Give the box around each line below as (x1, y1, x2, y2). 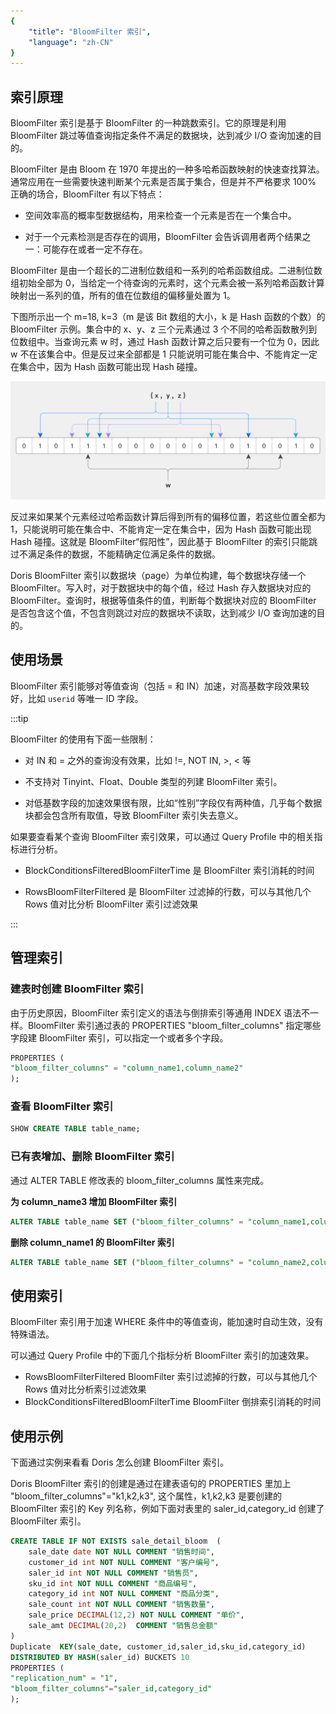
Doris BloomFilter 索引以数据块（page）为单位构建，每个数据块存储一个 (10, 570, 307, 582)
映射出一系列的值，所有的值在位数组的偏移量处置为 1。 (10, 290, 236, 302)
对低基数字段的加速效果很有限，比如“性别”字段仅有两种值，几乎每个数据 (24, 796, 323, 809)
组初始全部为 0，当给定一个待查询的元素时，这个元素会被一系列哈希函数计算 (10, 277, 325, 289)
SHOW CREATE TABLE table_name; (10, 1124, 141, 1134)
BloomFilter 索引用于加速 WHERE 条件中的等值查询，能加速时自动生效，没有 (10, 1316, 324, 1328)
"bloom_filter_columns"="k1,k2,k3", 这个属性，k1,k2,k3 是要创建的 (10, 1490, 282, 1502)
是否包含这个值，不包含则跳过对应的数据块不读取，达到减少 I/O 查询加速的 (10, 607, 317, 619)
